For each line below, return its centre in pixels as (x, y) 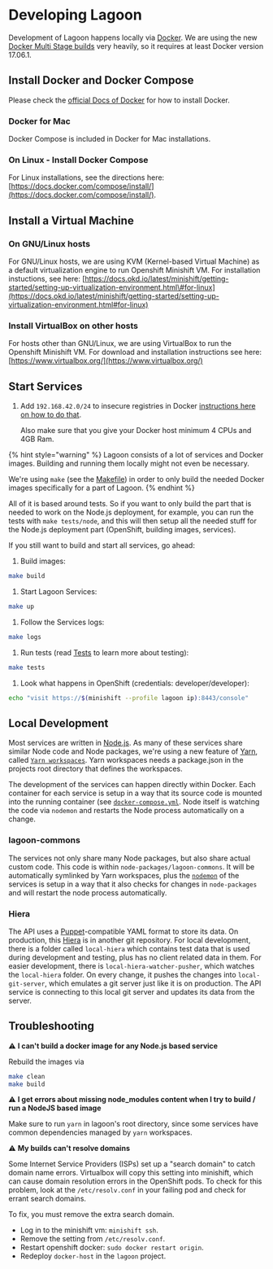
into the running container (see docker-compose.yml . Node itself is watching (134, 802)
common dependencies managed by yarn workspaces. (100, 1132)
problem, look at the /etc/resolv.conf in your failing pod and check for (127, 1190)
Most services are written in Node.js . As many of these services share (126, 743)
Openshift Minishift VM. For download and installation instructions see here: (135, 352)
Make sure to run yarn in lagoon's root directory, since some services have (133, 1124)
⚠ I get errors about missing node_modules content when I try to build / (132, 1100)
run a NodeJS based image (55, 1108)
